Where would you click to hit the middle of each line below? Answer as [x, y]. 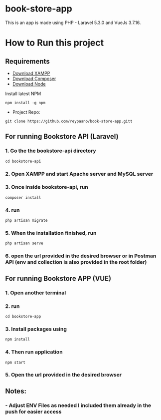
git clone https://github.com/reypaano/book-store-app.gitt [69, 121]
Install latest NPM [23, 94]
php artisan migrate [27, 221]
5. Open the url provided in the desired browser [64, 375]
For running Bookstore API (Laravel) [62, 136]
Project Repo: [26, 112]
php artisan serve [24, 243]
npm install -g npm [25, 103]
